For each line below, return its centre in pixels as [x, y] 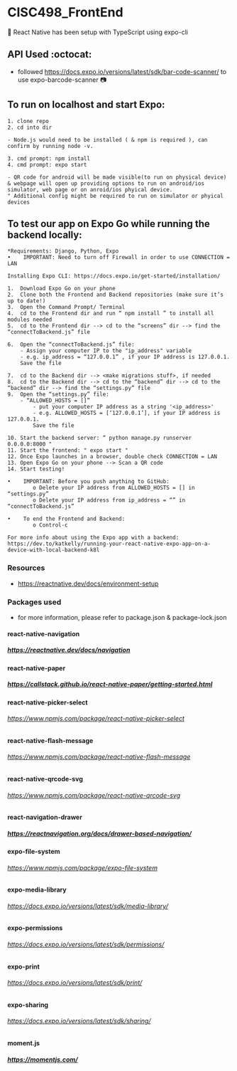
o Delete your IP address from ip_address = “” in [109, 500]
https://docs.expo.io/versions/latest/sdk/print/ [75, 983]
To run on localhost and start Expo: [86, 105]
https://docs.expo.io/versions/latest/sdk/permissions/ [86, 944]
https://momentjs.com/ [43, 1059]
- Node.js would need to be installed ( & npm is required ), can [108, 139]
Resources [26, 568]
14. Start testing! [36, 469]
